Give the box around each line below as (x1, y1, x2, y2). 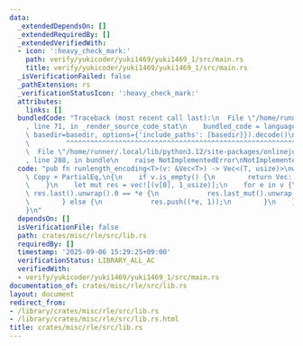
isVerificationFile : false (17, 223, 119, 232)
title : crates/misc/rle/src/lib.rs (9, 323, 143, 332)
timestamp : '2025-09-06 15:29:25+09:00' (17, 248, 171, 257)
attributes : (17, 96, 63, 106)
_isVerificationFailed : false (17, 72, 131, 81)
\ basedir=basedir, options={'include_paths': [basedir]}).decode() (25, 131, 289, 140)
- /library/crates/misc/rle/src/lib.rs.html (9, 314, 179, 324)
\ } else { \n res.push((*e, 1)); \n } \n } (25, 197, 297, 207)
